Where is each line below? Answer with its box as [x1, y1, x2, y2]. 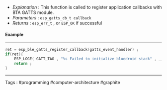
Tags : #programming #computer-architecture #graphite [5, 79, 120, 85]
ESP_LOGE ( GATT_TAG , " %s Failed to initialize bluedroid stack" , [14, 56, 157, 61]
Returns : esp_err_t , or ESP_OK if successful [12, 20, 102, 26]
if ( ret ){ [5, 52, 23, 57]
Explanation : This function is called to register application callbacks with [12, 4, 162, 10]
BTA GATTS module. [12, 9, 54, 15]
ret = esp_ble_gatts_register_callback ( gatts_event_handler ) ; [5, 47, 139, 52]
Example [5, 31, 24, 37]
